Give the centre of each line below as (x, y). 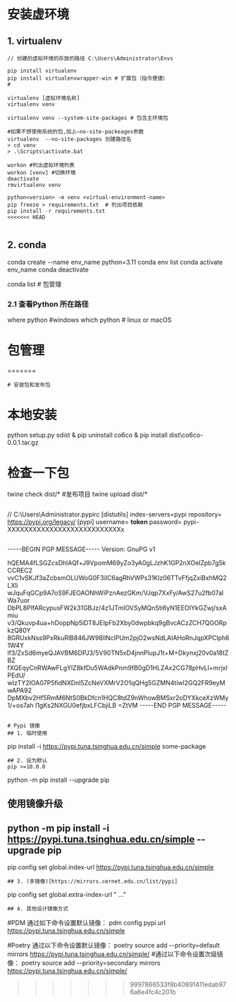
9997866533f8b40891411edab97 (178, 984)
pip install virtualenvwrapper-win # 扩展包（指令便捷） (88, 78)
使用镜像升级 (35, 804)
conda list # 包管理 (35, 284)
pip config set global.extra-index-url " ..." (67, 895)
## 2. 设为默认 (27, 760)
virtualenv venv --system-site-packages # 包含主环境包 (88, 118)
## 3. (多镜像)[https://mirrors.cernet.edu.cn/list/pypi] (93, 882)
